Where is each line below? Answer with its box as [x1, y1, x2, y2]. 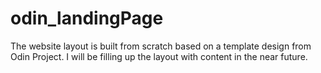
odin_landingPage [10, 7, 164, 30]
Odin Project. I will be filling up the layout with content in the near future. [10, 50, 308, 62]
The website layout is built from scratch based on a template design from [10, 40, 312, 52]
